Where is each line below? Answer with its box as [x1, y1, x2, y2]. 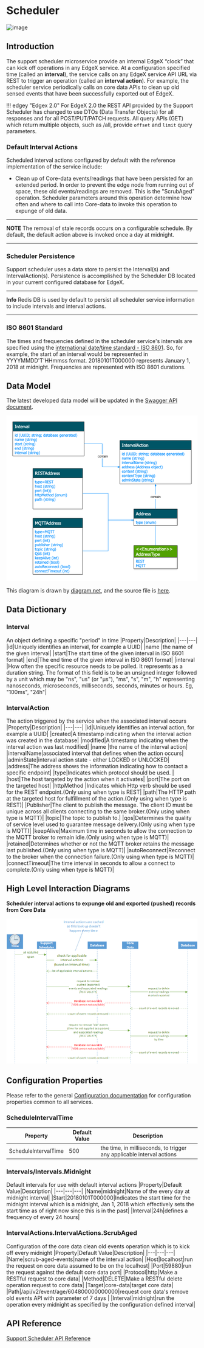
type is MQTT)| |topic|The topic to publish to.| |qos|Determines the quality [6, 814, 192, 821]
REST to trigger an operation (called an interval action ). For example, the [6, 77, 189, 84]
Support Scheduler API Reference [6, 1335, 91, 1342]
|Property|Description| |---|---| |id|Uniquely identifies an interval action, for [6, 723, 195, 731]
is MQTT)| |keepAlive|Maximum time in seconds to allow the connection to [6, 827, 192, 834]
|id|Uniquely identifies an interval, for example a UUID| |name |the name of [6, 643, 193, 650]
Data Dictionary [6, 605, 67, 615]
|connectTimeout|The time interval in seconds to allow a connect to [6, 859, 175, 867]
